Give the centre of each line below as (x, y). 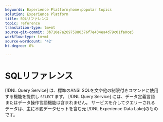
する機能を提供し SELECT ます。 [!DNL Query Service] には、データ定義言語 (80, 96)
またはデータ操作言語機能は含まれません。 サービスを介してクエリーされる (80, 102)
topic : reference (23, 23)
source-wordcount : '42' (29, 41)
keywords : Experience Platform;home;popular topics (58, 10)
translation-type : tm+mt (30, 28)
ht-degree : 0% (19, 46)
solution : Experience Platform (37, 14)
